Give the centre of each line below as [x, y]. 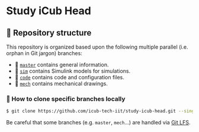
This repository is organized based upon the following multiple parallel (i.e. [97, 47]
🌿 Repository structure [49, 33]
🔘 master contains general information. [62, 65]
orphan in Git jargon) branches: [44, 53]
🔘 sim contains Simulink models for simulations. [73, 71]
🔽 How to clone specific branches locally [66, 99]
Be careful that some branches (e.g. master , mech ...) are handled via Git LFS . [98, 123]
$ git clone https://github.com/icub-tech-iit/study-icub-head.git [91, 111]
